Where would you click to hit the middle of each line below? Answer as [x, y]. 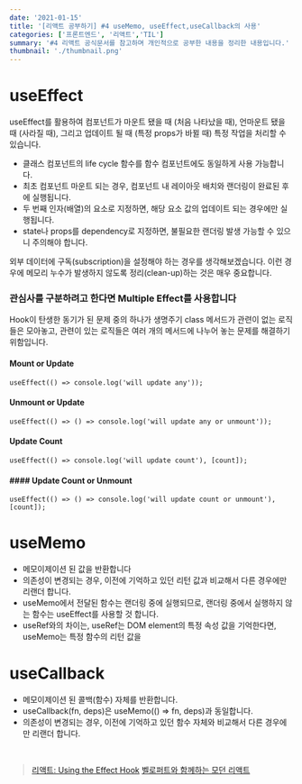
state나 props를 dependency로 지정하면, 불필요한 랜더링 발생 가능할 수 [148, 232]
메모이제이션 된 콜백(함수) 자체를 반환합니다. [100, 700]
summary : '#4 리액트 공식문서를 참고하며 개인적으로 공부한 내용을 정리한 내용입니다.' [150, 43]
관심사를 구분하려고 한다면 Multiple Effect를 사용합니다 [123, 298]
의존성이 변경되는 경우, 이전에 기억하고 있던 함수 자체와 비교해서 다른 [142, 723]
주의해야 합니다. [60, 242]
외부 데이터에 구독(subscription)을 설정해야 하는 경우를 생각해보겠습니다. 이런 [146, 261]
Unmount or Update [47, 403]
